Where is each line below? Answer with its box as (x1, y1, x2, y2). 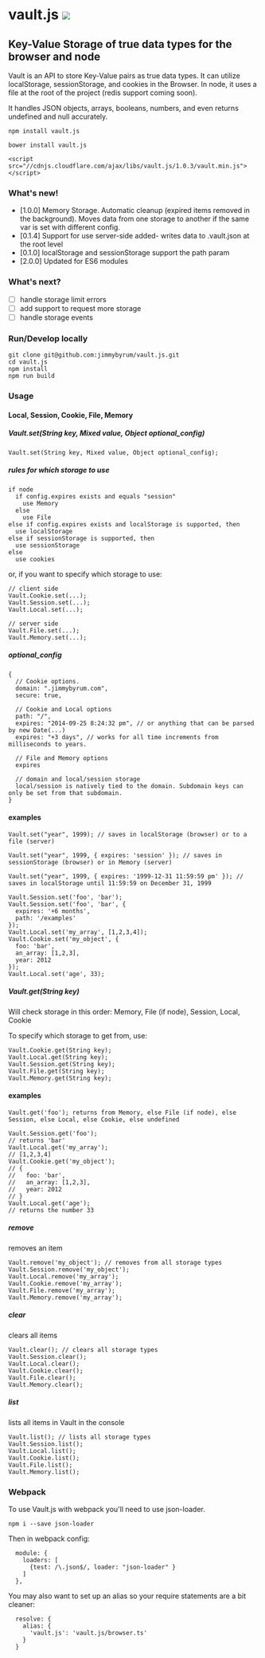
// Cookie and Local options (15, 705, 112, 713)
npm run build (8, 372, 56, 380)
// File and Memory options (15, 754, 109, 762)
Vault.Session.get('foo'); (8, 1129, 98, 1137)
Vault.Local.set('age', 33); (8, 970, 105, 978)
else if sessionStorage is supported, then (8, 534, 155, 542)
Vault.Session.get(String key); (8, 1060, 115, 1068)
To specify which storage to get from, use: (8, 1030, 147, 1040)
